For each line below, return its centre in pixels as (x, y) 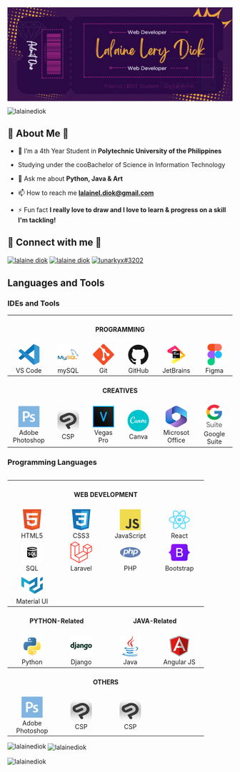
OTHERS (106, 682)
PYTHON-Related (57, 621)
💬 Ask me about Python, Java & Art (70, 179)
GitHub (139, 370)
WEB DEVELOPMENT (106, 495)
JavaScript (130, 536)
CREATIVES (120, 390)
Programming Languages (52, 462)
